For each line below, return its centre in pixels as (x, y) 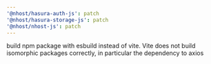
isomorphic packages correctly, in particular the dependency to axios (105, 53)
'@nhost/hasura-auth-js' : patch (53, 13)
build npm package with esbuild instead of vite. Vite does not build (101, 46)
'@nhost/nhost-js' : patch (43, 26)
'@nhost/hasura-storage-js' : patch (58, 20)
